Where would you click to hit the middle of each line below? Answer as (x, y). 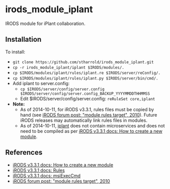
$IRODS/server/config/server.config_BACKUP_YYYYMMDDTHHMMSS (85, 93)
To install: (15, 51)
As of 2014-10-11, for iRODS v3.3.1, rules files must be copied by (87, 109)
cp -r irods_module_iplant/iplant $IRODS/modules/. (68, 67)
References (24, 153)
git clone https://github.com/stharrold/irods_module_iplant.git (83, 62)
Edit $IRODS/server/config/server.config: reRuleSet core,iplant (88, 98)
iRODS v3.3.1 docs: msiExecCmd (46, 175)
